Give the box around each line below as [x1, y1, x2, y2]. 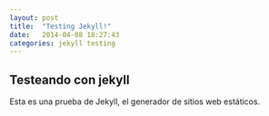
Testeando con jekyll [9, 72, 130, 87]
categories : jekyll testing [9, 38, 116, 48]
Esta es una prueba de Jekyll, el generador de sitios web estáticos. [9, 96, 261, 107]
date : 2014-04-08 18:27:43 [9, 30, 120, 39]
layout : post [9, 13, 59, 23]
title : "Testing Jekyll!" [9, 22, 112, 31]
